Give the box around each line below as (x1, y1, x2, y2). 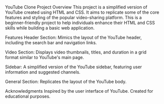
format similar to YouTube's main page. (5, 54, 84, 60)
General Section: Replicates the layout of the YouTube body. (5, 78, 127, 84)
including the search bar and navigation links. (5, 40, 97, 46)
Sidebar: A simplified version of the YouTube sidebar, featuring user (5, 64, 142, 70)
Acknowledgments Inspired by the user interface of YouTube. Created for (5, 88, 154, 94)
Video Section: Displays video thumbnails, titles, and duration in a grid (5, 49, 147, 55)
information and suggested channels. (5, 69, 81, 75)
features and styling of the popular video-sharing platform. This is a (5, 15, 142, 20)
